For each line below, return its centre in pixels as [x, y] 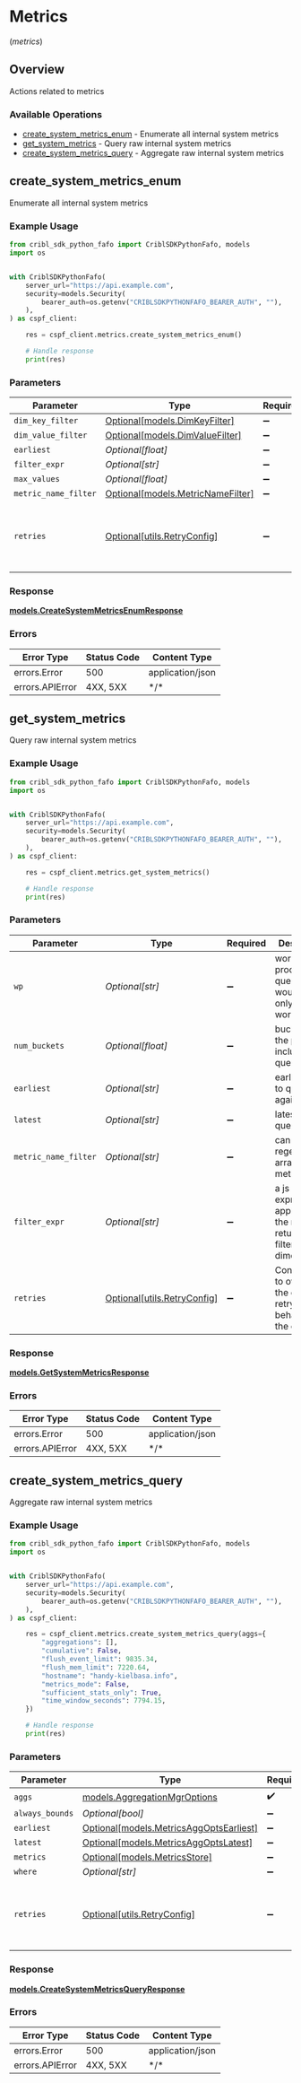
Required [247, 943]
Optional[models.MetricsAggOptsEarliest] [170, 1828]
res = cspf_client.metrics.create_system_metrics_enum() [134, 335]
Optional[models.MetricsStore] [147, 1857]
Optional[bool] [113, 1814]
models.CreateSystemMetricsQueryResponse [97, 1989]
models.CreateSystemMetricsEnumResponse [96, 611]
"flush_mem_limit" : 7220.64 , [96, 1667]
